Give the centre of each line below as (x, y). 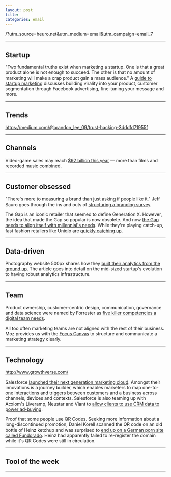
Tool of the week (32, 461)
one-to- (150, 388)
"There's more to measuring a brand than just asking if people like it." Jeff (83, 199)
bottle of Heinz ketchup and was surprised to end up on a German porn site (84, 430)
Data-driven (25, 251)
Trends (17, 115)
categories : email (25, 19)
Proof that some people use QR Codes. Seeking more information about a (82, 419)
